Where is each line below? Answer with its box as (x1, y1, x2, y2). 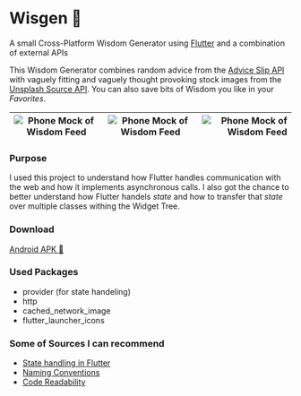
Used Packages (9, 266, 79, 279)
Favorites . (9, 93, 47, 104)
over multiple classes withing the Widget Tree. (9, 201, 181, 211)
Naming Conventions (21, 367, 100, 378)
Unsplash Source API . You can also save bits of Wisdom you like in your (9, 83, 275, 94)
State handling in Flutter (21, 357, 111, 368)
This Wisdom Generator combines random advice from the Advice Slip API (9, 65, 285, 75)
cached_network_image (21, 305, 111, 316)
